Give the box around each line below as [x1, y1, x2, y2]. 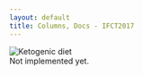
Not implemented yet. [9, 55, 90, 66]
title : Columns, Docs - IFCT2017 [9, 21, 135, 30]
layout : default [9, 12, 70, 22]
